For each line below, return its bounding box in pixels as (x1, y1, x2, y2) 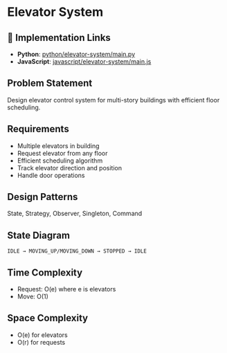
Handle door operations (17, 171, 85, 179)
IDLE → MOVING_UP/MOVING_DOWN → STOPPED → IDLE (7, 248, 147, 255)
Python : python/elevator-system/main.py (17, 50, 136, 58)
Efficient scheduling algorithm (17, 156, 103, 165)
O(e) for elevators (17, 330, 68, 339)
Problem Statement (7, 78, 93, 89)
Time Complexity (7, 266, 83, 278)
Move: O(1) (17, 292, 48, 301)
